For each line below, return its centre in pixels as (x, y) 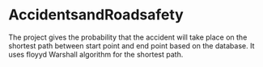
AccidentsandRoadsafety (96, 15)
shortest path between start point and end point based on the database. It (131, 45)
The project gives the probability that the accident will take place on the (128, 37)
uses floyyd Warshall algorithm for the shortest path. (96, 54)
